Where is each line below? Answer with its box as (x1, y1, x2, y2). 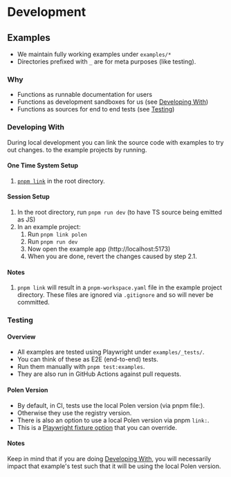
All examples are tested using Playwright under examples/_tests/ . (17, 348, 205, 357)
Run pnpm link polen (27, 230, 88, 238)
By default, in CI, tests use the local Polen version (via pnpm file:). (17, 401, 205, 409)
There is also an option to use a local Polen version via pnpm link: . (17, 416, 210, 424)
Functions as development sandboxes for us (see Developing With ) (17, 98, 209, 106)
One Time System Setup (7, 161, 78, 170)
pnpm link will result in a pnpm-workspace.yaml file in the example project (17, 283, 223, 291)
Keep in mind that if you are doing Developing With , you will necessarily (7, 454, 212, 462)
